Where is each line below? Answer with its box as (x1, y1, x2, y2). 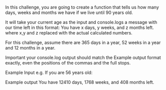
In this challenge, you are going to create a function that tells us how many (5, 4, 159, 10)
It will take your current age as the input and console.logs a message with (5, 19, 157, 25)
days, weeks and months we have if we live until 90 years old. (5, 9, 133, 15)
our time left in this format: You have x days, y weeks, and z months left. (5, 24, 154, 30)
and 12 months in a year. (5, 45, 56, 50)
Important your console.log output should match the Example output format (5, 54, 161, 60)
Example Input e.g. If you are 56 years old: (5, 69, 93, 75)
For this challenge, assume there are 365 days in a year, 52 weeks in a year (5, 39, 161, 45)
